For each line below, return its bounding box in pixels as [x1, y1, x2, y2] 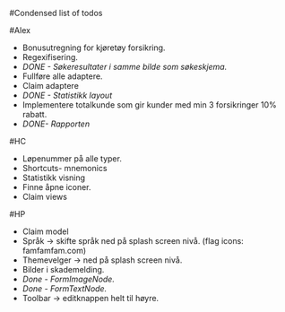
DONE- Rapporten [22, 118, 91, 129]
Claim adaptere [22, 81, 79, 91]
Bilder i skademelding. [22, 264, 105, 274]
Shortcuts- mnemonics [22, 163, 108, 173]
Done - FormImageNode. [22, 273, 115, 284]
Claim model [22, 226, 69, 237]
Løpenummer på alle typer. [22, 153, 123, 164]
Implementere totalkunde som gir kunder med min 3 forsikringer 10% [22, 100, 277, 110]
